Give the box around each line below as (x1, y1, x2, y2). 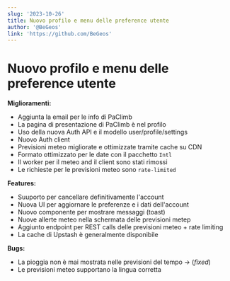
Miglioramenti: (7, 99, 52, 108)
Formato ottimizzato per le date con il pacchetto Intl (17, 150, 172, 159)
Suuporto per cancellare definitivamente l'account (17, 193, 164, 202)
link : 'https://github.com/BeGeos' (7, 30, 113, 38)
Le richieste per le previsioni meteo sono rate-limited (17, 166, 176, 174)
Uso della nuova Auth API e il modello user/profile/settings (17, 128, 188, 137)
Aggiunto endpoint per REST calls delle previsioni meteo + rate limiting (17, 223, 224, 231)
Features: (7, 179, 37, 188)
